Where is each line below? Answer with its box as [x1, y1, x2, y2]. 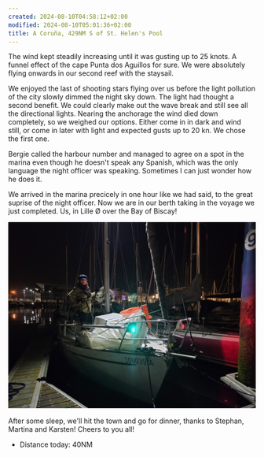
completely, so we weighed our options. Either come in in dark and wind [8, 117, 242, 127]
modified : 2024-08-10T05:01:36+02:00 [8, 20, 132, 29]
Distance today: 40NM [19, 440, 93, 449]
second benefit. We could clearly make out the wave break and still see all [8, 101, 249, 110]
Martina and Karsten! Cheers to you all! [8, 425, 135, 434]
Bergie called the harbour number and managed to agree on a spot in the [8, 150, 245, 159]
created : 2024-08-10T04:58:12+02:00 [8, 13, 128, 20]
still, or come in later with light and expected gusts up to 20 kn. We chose [8, 126, 246, 136]
